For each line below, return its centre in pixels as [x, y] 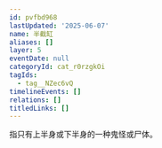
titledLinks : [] [39, 108]
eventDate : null [39, 58]
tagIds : [24, 75]
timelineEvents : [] [45, 91]
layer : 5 [25, 51]
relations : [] [36, 100]
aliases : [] [31, 42]
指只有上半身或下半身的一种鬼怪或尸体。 [83, 135]
